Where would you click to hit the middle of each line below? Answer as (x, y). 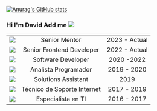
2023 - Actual (127, 40)
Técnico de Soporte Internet (61, 89)
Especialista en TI (61, 99)
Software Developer (61, 59)
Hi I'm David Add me (37, 25)
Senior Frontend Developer (61, 50)
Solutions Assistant (61, 79)
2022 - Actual (127, 50)
